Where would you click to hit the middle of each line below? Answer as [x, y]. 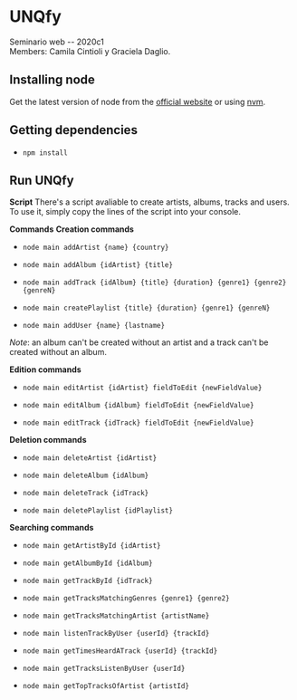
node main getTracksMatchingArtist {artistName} [116, 616]
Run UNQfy [42, 180]
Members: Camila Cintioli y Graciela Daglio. [90, 51]
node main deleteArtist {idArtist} [90, 458]
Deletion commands [48, 440]
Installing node [52, 80]
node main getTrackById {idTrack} [87, 581]
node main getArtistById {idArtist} [91, 546]
